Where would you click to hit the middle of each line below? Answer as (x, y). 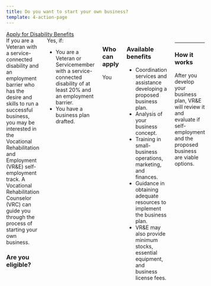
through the (20, 217)
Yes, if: (55, 40)
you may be (20, 122)
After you (186, 75)
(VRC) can (19, 204)
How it (184, 55)
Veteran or (68, 58)
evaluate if (187, 119)
